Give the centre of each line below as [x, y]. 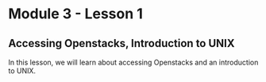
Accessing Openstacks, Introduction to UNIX [122, 43]
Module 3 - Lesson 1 [75, 14]
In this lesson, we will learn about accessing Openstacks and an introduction [133, 62]
